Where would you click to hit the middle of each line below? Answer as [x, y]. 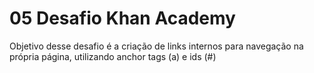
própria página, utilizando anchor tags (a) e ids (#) [113, 56]
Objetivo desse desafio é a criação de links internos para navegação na [156, 46]
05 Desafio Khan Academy [122, 18]
